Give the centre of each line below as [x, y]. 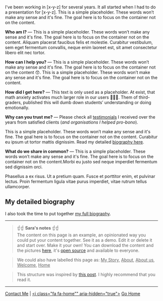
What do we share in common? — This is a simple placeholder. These [75, 151]
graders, [14, 102]
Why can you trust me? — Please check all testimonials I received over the [80, 117]
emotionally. [17, 107]
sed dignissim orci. [24, 167]
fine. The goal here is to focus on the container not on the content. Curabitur [81, 137]
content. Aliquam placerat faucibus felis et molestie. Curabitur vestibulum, [79, 42]
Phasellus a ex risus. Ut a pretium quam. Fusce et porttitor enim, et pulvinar [80, 176]
